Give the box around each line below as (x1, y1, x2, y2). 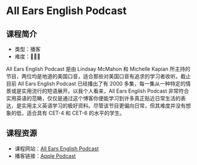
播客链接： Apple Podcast (14, 152, 76, 159)
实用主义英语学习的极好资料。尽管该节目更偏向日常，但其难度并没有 (21, 102, 186, 109)
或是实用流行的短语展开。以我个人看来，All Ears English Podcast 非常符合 (11, 87, 189, 95)
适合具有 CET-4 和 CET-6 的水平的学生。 (26, 110, 125, 116)
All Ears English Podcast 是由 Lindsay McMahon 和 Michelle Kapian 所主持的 (6, 66, 191, 72)
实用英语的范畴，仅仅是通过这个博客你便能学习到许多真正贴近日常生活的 (6, 95, 181, 102)
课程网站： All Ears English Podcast (14, 145, 99, 152)
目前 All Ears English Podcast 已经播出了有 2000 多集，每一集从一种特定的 (6, 80, 186, 87)
